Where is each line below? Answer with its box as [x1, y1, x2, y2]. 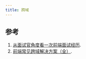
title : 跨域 [5, 7, 29, 13]
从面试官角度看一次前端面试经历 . [12, 42, 81, 48]
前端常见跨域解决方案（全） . [12, 48, 72, 54]
